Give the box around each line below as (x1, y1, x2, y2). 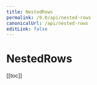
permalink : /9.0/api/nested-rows (6, 15, 92, 21)
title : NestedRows (6, 8, 53, 15)
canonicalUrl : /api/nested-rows (6, 20, 88, 26)
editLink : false (6, 25, 48, 32)
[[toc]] (6, 72, 23, 80)
